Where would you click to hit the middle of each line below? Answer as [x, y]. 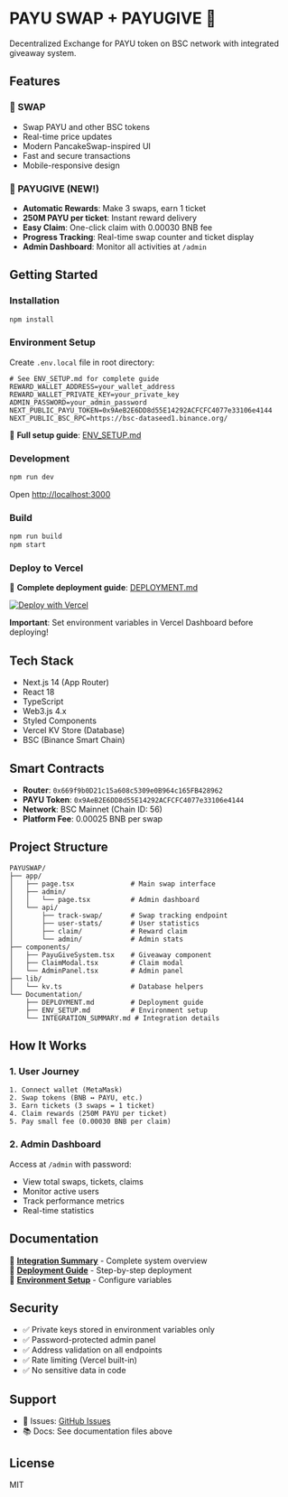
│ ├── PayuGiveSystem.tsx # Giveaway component [111, 955]
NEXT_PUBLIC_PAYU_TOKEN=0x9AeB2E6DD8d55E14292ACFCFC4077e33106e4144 [141, 410]
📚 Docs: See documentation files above [98, 1431]
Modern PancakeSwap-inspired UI [87, 146]
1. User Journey [44, 1072]
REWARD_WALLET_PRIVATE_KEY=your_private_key [94, 395]
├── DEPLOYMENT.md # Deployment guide [115, 1002]
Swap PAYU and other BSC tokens [86, 126]
